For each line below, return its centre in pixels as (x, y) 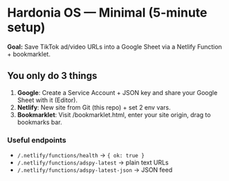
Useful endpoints (37, 140)
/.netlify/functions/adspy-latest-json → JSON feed (95, 170)
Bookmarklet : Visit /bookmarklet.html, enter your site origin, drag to (114, 114)
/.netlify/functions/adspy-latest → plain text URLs (93, 163)
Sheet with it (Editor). (47, 100)
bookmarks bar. (39, 122)
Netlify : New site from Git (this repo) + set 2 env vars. (94, 107)
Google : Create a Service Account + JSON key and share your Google (117, 92)
